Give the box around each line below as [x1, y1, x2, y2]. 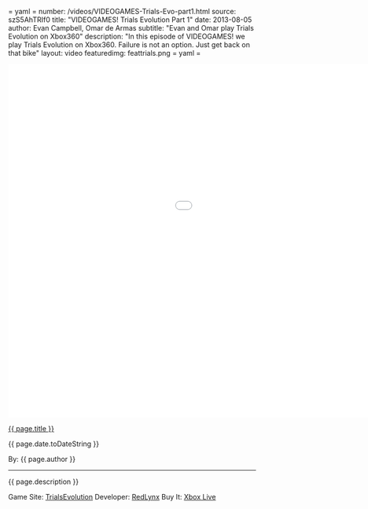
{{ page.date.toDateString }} [8, 439, 100, 449]
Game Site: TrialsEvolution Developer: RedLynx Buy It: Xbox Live [8, 493, 216, 501]
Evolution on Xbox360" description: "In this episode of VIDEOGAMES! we [8, 31, 245, 41]
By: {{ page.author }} [8, 455, 76, 463]
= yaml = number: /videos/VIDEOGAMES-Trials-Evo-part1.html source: [8, 7, 237, 16]
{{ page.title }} [8, 424, 55, 433]
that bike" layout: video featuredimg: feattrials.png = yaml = [8, 49, 201, 57]
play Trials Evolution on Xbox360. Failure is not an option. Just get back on [8, 40, 250, 49]
